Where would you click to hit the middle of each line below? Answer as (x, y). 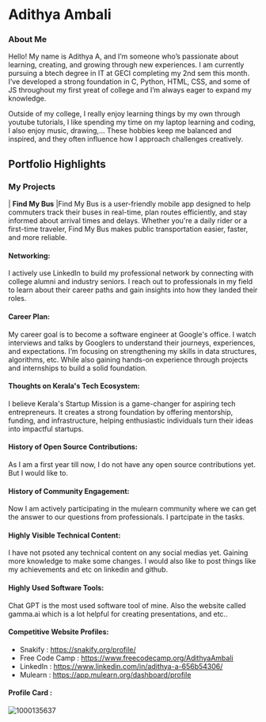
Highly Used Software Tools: (56, 587)
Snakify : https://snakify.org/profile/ (78, 649)
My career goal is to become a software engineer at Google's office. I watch (132, 334)
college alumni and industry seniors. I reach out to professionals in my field (131, 282)
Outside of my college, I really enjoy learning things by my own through (124, 114)
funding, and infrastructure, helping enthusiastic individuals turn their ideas (131, 420)
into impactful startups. (46, 428)
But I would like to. (38, 473)
